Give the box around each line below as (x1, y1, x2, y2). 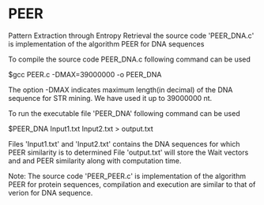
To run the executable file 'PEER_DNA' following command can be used (8, 108, 240, 118)
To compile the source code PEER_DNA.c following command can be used (8, 54, 251, 64)
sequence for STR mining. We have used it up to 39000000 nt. (8, 93, 213, 102)
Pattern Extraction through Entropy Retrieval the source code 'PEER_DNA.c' (8, 31, 255, 40)
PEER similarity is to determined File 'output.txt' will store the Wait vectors (8, 147, 249, 157)
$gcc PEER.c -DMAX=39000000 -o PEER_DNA (8, 69, 162, 79)
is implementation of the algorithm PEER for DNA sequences (8, 39, 205, 48)
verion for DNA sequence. (8, 188, 93, 197)
